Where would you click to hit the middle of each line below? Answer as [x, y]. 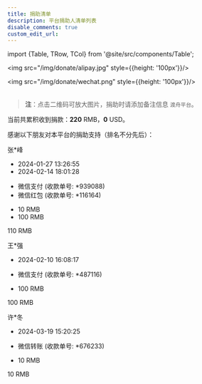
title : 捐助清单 [29, 14]
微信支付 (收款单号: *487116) [60, 274]
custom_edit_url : [33, 34]
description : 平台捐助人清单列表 [52, 21]
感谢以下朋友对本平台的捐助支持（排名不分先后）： [81, 135]
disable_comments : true [43, 27]
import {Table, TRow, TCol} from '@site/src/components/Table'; [101, 54]
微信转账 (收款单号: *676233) [61, 346]
